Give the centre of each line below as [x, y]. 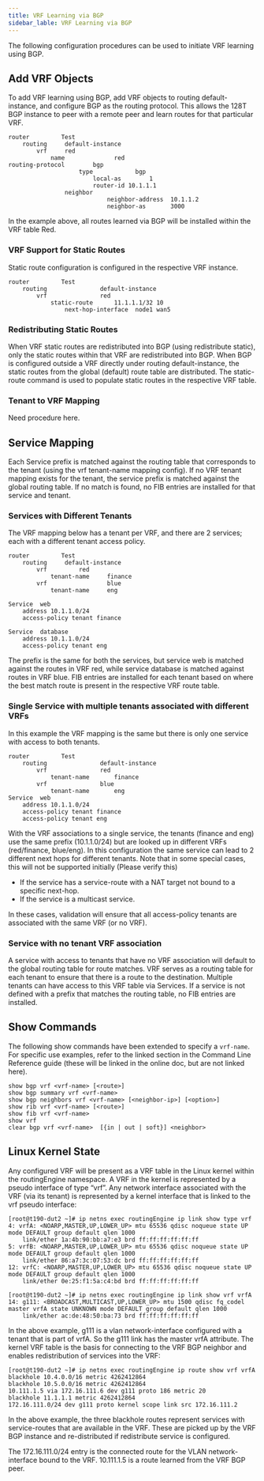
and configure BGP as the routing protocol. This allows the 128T [143, 106]
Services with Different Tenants [70, 516]
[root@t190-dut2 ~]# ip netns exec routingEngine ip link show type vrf [130, 1218]
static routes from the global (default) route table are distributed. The [120, 372]
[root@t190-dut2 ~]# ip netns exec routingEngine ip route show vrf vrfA [132, 1370]
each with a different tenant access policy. [77, 542]
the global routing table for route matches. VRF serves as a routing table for [131, 969]
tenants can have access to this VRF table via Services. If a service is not [127, 985]
